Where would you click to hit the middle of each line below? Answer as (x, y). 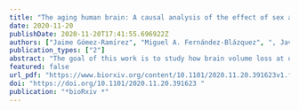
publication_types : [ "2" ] (57, 51)
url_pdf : (25, 75)
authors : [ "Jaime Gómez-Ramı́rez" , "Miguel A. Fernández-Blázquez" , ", (143, 42)
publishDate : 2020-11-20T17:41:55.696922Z (89, 34)
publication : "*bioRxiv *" (59, 91)
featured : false (39, 67)
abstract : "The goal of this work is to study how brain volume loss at (147, 59)
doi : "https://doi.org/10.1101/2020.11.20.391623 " (107, 83)
